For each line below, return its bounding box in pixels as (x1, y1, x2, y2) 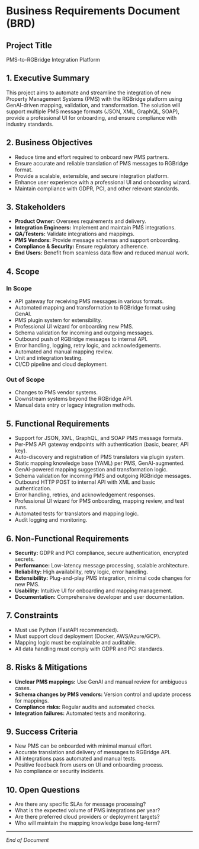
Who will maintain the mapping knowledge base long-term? (14, 819, 161, 826)
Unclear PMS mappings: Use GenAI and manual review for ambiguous (14, 678, 188, 685)
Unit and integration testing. (14, 355, 83, 362)
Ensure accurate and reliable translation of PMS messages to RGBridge (14, 159, 188, 167)
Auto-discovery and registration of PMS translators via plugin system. (14, 454, 185, 461)
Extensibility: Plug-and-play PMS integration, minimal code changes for (14, 574, 191, 582)
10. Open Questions (6, 784, 80, 795)
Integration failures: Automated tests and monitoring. (14, 710, 146, 717)
